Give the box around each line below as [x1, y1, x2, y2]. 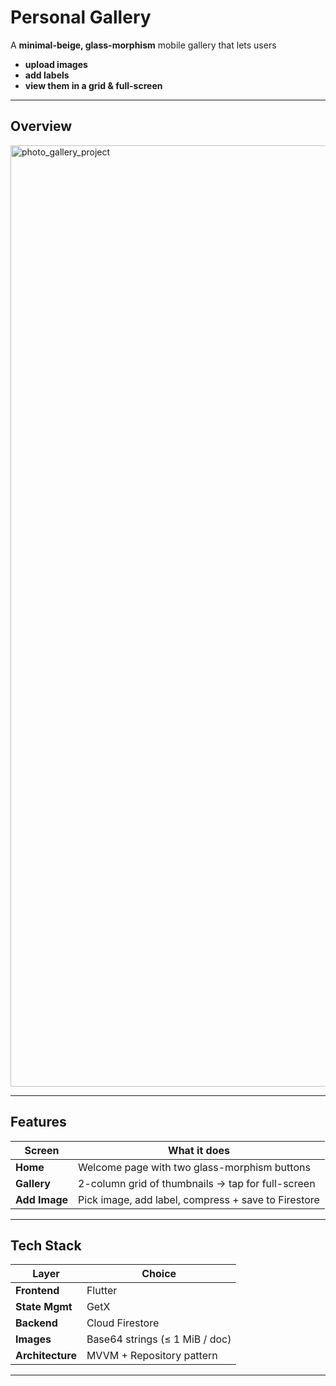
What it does [168, 1143, 230, 1157]
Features [10, 1114, 67, 1131]
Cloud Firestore [86, 1316, 160, 1330]
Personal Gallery [10, 6, 152, 29]
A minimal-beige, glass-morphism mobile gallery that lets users [10, 39, 277, 51]
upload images [24, 58, 88, 70]
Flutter [86, 1284, 118, 1298]
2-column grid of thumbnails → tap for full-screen [78, 1176, 316, 1190]
